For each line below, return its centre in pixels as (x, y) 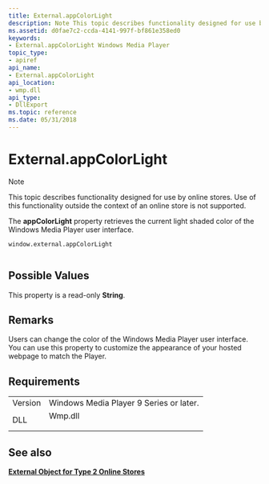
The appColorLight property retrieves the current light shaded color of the (131, 221)
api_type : (25, 98)
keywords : (25, 38)
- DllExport (28, 105)
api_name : (25, 68)
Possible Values (49, 276)
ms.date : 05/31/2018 (43, 120)
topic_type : (28, 53)
